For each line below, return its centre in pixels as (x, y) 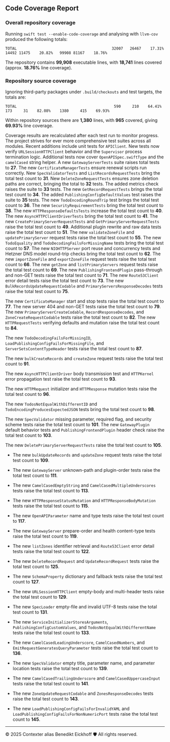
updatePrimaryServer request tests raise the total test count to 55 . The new (83, 237)
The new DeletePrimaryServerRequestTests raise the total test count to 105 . (84, 445)
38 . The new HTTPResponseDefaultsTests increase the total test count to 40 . (84, 211)
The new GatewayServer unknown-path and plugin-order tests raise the (86, 470)
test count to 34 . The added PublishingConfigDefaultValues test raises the (83, 194)
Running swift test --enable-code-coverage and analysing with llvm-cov (82, 34)
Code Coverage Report (42, 8)
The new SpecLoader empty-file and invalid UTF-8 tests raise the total (85, 606)
